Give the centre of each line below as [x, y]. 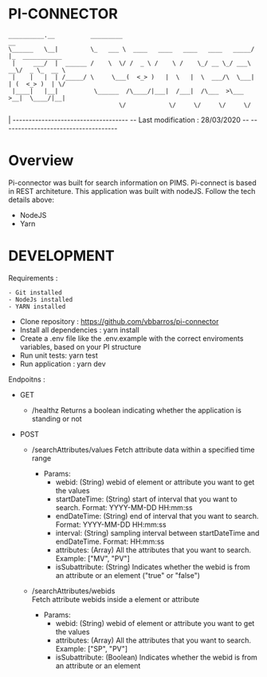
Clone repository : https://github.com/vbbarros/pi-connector [119, 321]
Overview [41, 161]
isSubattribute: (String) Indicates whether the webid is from [153, 567]
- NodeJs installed [41, 299]
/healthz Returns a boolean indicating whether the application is [136, 410]
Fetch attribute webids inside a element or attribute [116, 599]
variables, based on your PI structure [80, 346]
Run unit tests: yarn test [59, 355]
